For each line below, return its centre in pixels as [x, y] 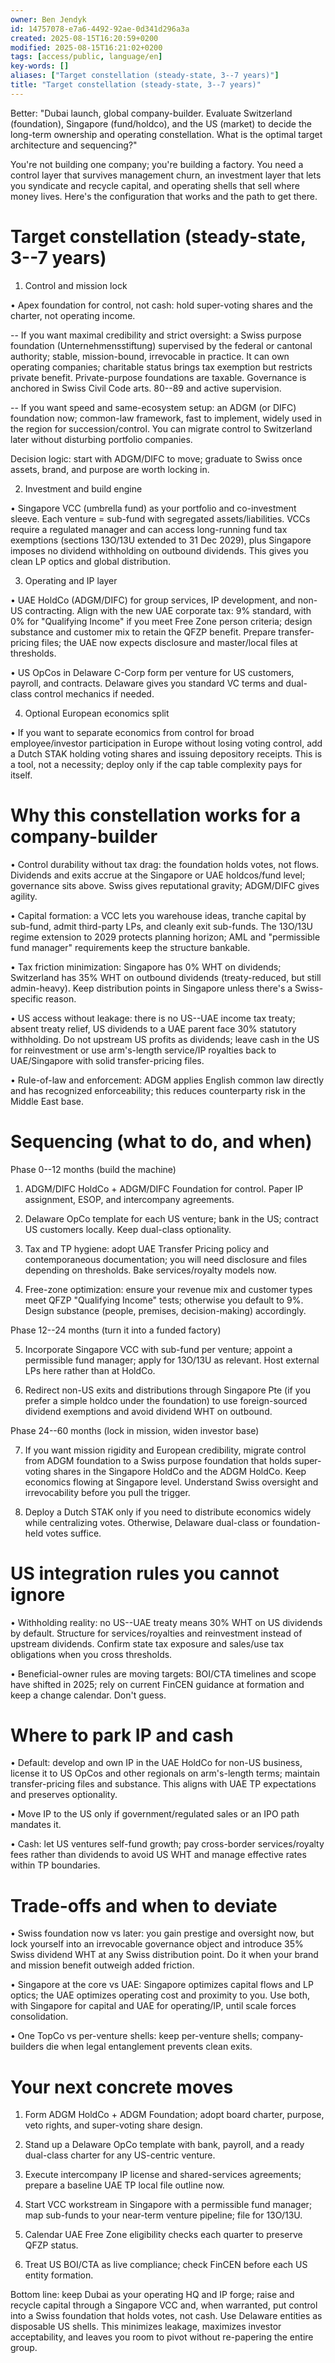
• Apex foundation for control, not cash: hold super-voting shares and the [162, 305]
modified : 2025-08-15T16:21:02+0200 [86, 47]
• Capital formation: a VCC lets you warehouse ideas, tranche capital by [158, 915]
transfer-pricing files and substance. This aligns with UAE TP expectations [163, 1784]
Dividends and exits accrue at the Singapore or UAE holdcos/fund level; [158, 875]
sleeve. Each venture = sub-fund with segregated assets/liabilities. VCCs [160, 518]
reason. [61, 998]
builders [27, 2047]
